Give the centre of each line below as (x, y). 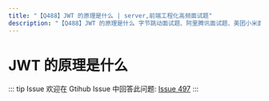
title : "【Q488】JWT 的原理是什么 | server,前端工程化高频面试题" (110, 16)
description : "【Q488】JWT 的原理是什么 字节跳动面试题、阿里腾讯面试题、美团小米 (133, 23)
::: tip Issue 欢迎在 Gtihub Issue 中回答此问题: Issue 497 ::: (104, 89)
